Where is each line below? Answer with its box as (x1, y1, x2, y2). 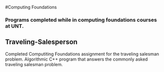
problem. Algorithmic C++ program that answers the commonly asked (5, 56, 148, 62)
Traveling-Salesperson (5, 38, 78, 46)
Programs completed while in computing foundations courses (5, 16, 157, 23)
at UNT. (5, 22, 24, 29)
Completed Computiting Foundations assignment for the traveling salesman (5, 51, 160, 57)
